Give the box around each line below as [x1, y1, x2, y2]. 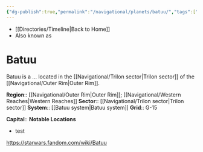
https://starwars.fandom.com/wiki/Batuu [6, 139, 108, 146]
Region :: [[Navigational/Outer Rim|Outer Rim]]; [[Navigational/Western [6, 91, 181, 98]
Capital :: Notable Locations [6, 115, 77, 122]
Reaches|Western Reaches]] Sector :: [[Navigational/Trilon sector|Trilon [6, 97, 184, 104]
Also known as [14, 31, 52, 39]
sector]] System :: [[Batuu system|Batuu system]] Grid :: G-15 [6, 104, 158, 111]
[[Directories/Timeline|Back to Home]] [14, 25, 111, 33]
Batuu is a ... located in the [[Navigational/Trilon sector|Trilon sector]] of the [6, 73, 195, 80]
